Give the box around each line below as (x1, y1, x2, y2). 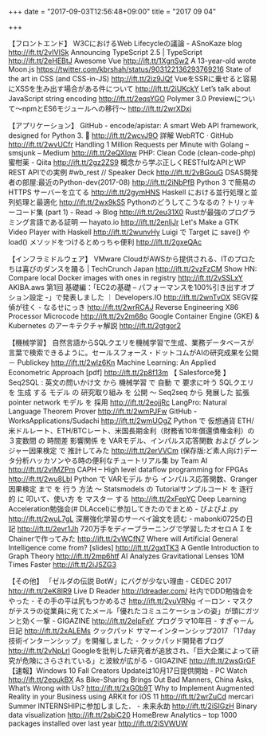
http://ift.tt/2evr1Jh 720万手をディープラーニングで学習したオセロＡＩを (17, 524, 253, 533)
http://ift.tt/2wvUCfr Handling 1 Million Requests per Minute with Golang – (8, 139, 249, 149)
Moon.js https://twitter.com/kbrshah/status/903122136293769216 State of (8, 65, 252, 74)
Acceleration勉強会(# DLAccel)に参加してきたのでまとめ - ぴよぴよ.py (8, 504, 239, 513)
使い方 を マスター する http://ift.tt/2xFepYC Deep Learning (53, 494, 247, 503)
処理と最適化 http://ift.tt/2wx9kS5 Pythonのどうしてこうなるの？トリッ (14, 198, 249, 206)
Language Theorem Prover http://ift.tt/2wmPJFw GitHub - (8, 406, 198, 416)
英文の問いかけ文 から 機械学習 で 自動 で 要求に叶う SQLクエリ (45, 378, 254, 387)
